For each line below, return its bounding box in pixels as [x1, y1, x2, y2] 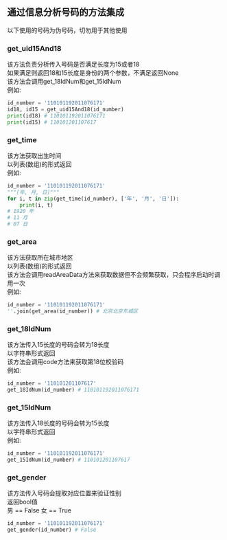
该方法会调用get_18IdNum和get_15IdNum [7, 78, 121, 86]
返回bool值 [7, 497, 38, 506]
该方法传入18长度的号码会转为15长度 [7, 419, 110, 427]
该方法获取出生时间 [7, 151, 62, 159]
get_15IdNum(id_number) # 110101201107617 [7, 456, 130, 464]
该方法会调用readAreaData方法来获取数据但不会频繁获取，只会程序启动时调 [7, 271, 221, 279]
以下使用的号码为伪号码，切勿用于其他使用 [7, 26, 128, 34]
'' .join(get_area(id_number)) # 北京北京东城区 [7, 308, 139, 315]
